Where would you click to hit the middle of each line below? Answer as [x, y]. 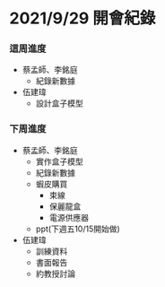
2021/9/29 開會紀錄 [82, 18]
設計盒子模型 [59, 103]
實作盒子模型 [59, 161]
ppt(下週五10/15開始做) [78, 229]
